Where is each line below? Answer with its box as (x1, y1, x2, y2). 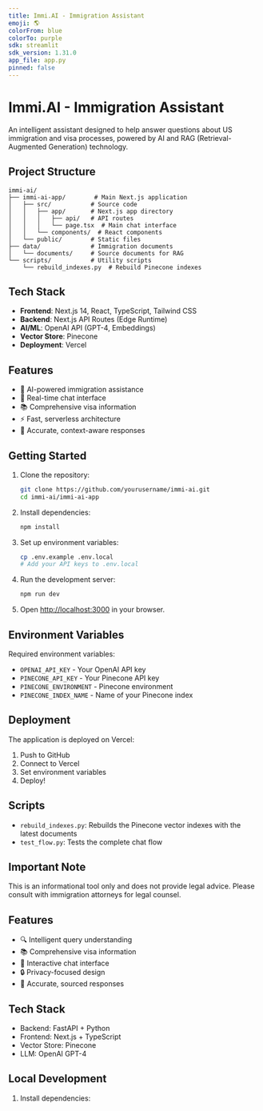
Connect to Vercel (19, 758, 80, 768)
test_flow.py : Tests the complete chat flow (19, 837, 163, 847)
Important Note (8, 860, 86, 874)
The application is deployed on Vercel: (8, 734, 134, 744)
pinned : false (8, 64, 56, 72)
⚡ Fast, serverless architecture (19, 414, 122, 424)
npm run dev (19, 590, 60, 599)
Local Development (8, 1072, 107, 1085)
